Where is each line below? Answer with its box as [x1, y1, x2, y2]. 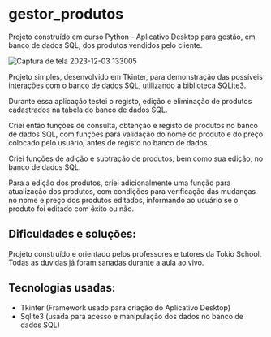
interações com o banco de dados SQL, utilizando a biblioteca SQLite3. [8, 80, 247, 90]
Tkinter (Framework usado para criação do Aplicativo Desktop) [19, 302, 231, 313]
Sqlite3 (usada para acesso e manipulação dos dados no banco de [19, 311, 243, 321]
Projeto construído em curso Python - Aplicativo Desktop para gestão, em [8, 32, 256, 41]
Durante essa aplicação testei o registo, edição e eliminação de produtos [8, 96, 252, 106]
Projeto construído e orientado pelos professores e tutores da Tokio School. [8, 248, 262, 258]
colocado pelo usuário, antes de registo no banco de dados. [8, 137, 209, 147]
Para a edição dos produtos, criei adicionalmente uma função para [8, 178, 231, 188]
